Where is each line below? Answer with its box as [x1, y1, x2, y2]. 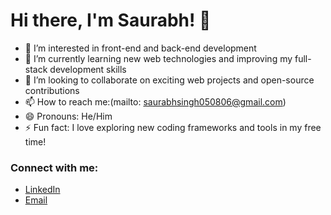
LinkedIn [24, 184, 61, 196]
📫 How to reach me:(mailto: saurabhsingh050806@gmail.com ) [24, 95, 287, 108]
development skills [49, 63, 127, 75]
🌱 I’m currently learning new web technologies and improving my [24, 52, 293, 64]
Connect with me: [10, 160, 99, 174]
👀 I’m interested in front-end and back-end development [24, 42, 257, 54]
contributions [24, 84, 80, 96]
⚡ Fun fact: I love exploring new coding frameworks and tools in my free [24, 121, 322, 133]
